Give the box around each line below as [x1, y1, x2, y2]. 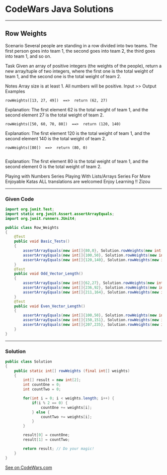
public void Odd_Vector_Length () [14, 271, 83, 277]
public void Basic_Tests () [14, 239, 70, 244]
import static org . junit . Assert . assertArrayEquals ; [5, 211, 114, 216]
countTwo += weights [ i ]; [40, 414, 92, 419]
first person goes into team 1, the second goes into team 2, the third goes [5, 48, 156, 54]
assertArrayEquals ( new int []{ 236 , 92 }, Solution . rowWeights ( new [23, 285, 157, 290]
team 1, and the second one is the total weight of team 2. [5, 73, 121, 79]
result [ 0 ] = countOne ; [23, 433, 70, 438]
